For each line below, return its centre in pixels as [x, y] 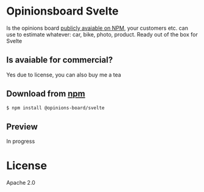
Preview [22, 127]
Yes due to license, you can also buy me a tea [64, 75]
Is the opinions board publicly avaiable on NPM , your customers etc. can [97, 28]
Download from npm [46, 94]
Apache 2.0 [21, 183]
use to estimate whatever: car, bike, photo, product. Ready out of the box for [102, 34]
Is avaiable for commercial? [60, 60]
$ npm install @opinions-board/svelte [55, 108]
